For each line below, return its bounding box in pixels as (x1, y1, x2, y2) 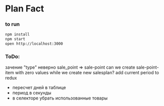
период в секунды (12, 90, 52, 96)
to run (5, 21, 20, 28)
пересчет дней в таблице (12, 85, 66, 91)
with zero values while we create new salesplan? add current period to (15, 70, 160, 76)
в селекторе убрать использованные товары (12, 95, 108, 101)
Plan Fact (5, 3, 45, 14)
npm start (5, 37, 26, 42)
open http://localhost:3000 (5, 41, 63, 46)
